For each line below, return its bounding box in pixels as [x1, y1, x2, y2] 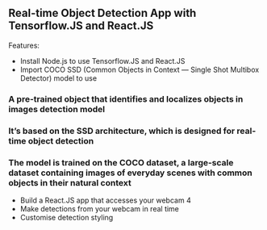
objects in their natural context [8, 177, 131, 188]
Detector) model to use [19, 73, 98, 83]
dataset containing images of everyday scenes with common [8, 167, 252, 178]
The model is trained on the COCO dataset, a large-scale [8, 157, 234, 168]
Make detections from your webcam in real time [19, 203, 180, 213]
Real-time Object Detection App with [8, 6, 197, 20]
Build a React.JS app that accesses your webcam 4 [19, 195, 191, 205]
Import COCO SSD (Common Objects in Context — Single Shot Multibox [19, 65, 260, 74]
